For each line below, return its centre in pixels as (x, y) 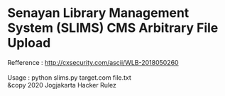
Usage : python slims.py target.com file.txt (69, 77)
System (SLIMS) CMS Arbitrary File (113, 28)
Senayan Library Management (98, 13)
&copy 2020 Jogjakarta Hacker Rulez (62, 85)
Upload (29, 43)
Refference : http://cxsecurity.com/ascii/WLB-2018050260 (93, 62)
